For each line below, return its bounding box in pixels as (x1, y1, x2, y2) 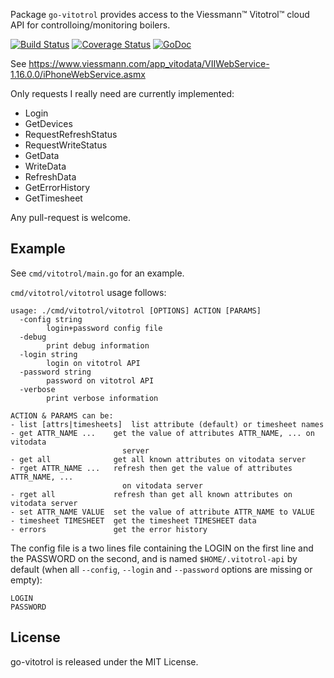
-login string (19, 349, 78, 359)
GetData (24, 150, 60, 161)
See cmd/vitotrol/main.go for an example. (10, 267, 185, 279)
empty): (10, 574, 43, 586)
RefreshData (24, 171, 77, 183)
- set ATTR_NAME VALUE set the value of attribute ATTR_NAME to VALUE (10, 507, 315, 517)
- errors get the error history (10, 524, 208, 534)
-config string (19, 314, 83, 324)
